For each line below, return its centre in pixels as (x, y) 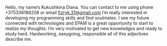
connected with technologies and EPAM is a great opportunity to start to (79, 23)
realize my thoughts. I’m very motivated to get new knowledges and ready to (84, 28)
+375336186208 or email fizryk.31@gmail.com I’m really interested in (76, 12)
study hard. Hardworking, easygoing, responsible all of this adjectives (77, 34)
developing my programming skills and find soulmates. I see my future (77, 18)
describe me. (19, 39)
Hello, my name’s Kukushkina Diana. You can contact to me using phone (79, 7)
